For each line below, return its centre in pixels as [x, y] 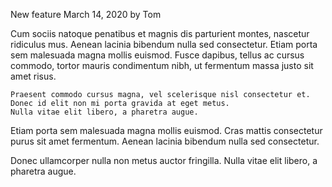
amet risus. [33, 76]
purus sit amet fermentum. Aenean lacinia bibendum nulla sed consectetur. [165, 141]
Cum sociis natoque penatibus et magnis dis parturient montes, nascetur [160, 33]
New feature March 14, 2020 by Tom [86, 14]
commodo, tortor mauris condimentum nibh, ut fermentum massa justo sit [162, 65]
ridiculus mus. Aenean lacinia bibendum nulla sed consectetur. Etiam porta [164, 44]
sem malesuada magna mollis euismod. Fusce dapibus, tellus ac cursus [157, 55]
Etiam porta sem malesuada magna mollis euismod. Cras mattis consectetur [166, 130]
